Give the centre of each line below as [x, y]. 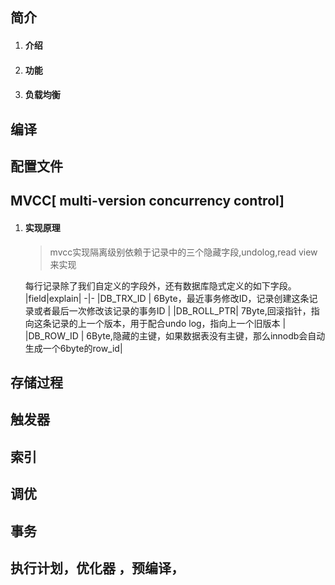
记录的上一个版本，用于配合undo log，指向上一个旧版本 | [169, 323]
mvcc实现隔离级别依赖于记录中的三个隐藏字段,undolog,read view [183, 252]
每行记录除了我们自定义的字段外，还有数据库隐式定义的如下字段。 [160, 285]
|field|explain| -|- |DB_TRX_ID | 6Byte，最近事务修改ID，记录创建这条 [167, 298]
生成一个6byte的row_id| [73, 348]
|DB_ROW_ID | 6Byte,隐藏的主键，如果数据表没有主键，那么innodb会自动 [175, 335]
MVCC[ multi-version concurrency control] [147, 201]
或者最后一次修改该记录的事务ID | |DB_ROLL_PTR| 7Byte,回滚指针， [172, 310]
